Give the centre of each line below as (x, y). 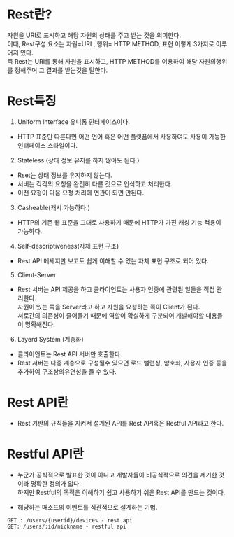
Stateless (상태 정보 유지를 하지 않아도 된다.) (78, 160)
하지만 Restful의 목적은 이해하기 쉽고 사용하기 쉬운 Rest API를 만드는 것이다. (121, 492)
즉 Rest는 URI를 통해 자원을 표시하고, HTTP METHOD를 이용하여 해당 (102, 61)
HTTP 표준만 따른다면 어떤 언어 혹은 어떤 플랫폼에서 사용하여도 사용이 (112, 137)
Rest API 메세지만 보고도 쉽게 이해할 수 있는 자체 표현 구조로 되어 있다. (113, 260)
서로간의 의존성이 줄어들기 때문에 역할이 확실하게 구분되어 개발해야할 (111, 315)
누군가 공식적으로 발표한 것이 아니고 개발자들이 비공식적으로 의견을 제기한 (117, 475)
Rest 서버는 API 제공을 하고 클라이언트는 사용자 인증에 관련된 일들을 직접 (116, 289)
